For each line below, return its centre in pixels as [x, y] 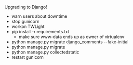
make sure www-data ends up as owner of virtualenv [72, 37]
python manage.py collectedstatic [45, 52]
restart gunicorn [27, 57]
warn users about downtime [39, 16]
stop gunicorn [25, 21]
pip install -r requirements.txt [40, 32]
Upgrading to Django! [26, 7]
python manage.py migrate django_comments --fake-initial [70, 42]
